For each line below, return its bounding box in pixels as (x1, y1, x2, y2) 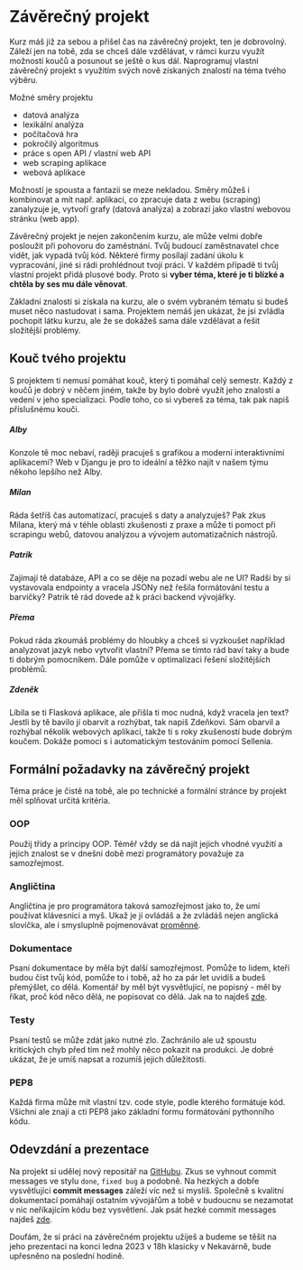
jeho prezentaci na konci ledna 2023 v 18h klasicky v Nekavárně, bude (9, 1240, 272, 1251)
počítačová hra (22, 128, 78, 139)
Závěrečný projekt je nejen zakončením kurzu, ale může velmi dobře (9, 230, 263, 241)
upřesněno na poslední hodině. (9, 1250, 124, 1261)
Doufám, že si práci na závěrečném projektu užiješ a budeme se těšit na (9, 1231, 277, 1242)
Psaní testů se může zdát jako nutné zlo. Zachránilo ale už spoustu (9, 1035, 257, 1045)
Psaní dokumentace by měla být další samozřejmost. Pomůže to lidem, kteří (9, 962, 290, 973)
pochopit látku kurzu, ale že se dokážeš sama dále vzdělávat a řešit (9, 315, 261, 326)
